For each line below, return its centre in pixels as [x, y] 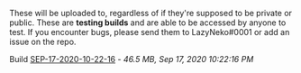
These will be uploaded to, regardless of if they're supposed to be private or [151, 13]
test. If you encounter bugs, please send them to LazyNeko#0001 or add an [150, 32]
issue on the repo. [43, 41]
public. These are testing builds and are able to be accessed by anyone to [148, 23]
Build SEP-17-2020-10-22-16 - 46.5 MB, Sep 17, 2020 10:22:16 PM [132, 59]
